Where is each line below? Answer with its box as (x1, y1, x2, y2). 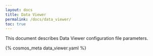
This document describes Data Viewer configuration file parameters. (5, 35, 148, 41)
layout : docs (5, 7, 33, 13)
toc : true (5, 21, 26, 27)
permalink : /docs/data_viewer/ (5, 17, 71, 22)
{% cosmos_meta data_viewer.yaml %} (5, 45, 87, 51)
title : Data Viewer (5, 12, 47, 17)
